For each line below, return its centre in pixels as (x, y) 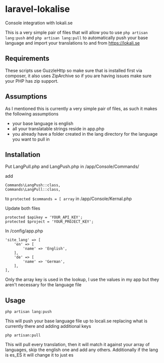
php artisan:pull (23, 335)
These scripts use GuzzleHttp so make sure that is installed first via (74, 70)
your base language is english (43, 123)
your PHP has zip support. (32, 81)
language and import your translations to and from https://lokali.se (72, 43)
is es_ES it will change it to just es (39, 355)
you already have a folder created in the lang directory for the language (85, 134)
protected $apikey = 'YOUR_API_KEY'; (44, 217)
